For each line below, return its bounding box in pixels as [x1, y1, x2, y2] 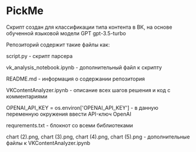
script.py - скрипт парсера [6, 52, 73, 59]
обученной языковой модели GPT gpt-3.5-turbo [6, 29, 127, 36]
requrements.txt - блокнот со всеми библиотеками [6, 121, 134, 129]
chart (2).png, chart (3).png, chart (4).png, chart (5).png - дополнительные [6, 133, 190, 140]
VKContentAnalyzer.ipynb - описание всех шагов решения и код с [6, 86, 171, 93]
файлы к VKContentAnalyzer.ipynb [6, 139, 91, 146]
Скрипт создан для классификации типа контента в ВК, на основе [6, 23, 172, 31]
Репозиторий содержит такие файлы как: [6, 41, 110, 48]
